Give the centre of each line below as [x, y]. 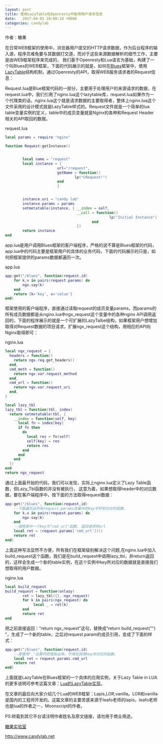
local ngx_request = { [28, 351]
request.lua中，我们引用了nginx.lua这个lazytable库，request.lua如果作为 [77, 95]
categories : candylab [27, 23]
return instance [39, 231]
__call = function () [98, 213]
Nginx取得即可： [22, 332]
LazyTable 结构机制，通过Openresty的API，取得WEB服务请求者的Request [78, 72]
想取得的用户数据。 [24, 568]
